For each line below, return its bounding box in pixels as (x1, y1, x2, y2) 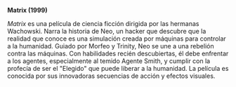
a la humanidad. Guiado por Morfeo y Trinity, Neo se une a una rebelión (7, 42, 214, 50)
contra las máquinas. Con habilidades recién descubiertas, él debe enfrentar (7, 49, 229, 58)
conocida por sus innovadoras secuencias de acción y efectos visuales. (7, 72, 216, 80)
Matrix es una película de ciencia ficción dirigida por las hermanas (7, 20, 199, 27)
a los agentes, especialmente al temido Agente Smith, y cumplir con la (7, 57, 211, 65)
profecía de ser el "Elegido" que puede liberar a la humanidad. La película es (7, 65, 229, 72)
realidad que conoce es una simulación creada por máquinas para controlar (7, 34, 226, 43)
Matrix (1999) (7, 6, 48, 14)
